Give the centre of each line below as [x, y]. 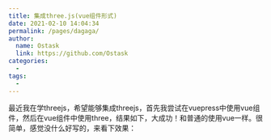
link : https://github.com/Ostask [72, 53]
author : [21, 38]
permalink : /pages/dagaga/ [54, 31]
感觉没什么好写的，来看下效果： [83, 128]
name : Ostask [38, 46]
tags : [17, 76]
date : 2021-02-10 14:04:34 [54, 23]
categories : [28, 62]
